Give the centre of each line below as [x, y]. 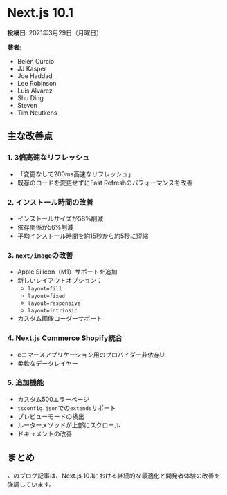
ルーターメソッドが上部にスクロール [69, 425]
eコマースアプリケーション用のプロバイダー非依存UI [91, 355]
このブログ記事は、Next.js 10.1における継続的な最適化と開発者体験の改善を [114, 476]
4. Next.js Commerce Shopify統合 [65, 338]
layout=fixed [46, 296]
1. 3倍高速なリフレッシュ [48, 158]
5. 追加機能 [26, 383]
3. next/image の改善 [40, 255]
